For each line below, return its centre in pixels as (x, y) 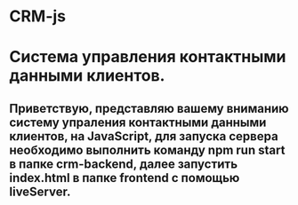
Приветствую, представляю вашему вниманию (149, 108)
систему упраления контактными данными (138, 122)
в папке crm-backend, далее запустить (124, 164)
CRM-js (38, 16)
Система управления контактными (148, 57)
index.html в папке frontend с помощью (125, 178)
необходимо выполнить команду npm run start (147, 150)
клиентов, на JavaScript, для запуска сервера (144, 136)
